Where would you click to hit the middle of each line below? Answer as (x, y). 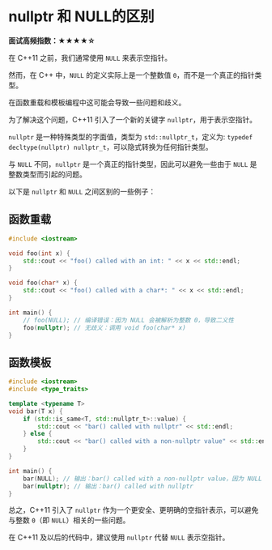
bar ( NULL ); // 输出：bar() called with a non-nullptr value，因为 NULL (142, 479)
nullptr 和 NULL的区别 (82, 17)
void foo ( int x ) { (39, 253)
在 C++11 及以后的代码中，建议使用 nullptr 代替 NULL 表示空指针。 (119, 537)
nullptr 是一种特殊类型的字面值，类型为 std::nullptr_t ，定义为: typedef (131, 136)
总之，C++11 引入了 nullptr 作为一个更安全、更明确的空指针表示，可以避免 (134, 510)
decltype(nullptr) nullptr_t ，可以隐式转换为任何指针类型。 (110, 147)
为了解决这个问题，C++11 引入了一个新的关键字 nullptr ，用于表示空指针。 (133, 119)
